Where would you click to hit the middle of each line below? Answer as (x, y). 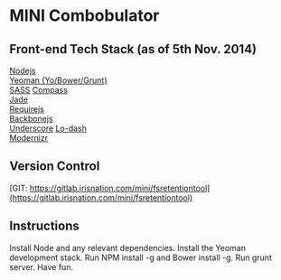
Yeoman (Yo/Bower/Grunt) (58, 80)
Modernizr (28, 138)
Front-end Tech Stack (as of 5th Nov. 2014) (133, 49)
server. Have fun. (42, 266)
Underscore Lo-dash (48, 128)
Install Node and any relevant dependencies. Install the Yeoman (128, 247)
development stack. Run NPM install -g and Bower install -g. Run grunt (141, 257)
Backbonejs (31, 119)
